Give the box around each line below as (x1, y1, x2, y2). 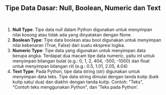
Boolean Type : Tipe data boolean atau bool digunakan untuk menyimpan (12, 37, 162, 43)
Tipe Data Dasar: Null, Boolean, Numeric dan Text (5, 4, 161, 12)
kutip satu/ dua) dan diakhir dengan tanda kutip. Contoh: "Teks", (12, 79, 144, 85)
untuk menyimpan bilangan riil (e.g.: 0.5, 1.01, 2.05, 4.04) (12, 63, 128, 69)
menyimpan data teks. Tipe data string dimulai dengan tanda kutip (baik (12, 73, 159, 79)
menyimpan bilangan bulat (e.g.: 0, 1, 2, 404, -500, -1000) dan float (12, 58, 150, 63)
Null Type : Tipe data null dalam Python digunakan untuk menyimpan (12, 27, 153, 32)
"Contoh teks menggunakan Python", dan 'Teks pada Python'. (12, 84, 139, 90)
